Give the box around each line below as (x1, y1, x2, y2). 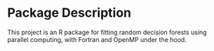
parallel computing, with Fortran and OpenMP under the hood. (7, 35, 187, 43)
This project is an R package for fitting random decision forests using (7, 28, 207, 36)
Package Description (7, 5, 132, 21)
